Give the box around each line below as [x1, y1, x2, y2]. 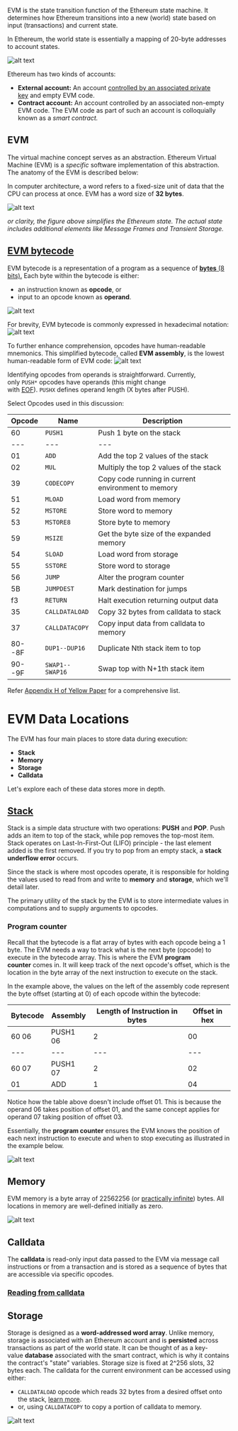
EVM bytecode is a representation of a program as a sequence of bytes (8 [7, 264, 225, 272]
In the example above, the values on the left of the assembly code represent [7, 981, 229, 990]
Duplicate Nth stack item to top [98, 643, 201, 653]
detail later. [7, 883, 40, 891]
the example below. [7, 1141, 64, 1149]
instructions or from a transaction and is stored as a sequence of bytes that [7, 1262, 227, 1271]
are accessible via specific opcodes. [7, 1270, 114, 1279]
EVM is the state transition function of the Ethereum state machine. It [7, 6, 209, 14]
